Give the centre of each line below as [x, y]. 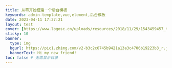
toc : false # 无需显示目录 [32, 58]
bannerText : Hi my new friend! [43, 53]
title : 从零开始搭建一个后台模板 [36, 10]
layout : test [19, 24]
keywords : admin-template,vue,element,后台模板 [56, 15]
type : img [20, 43]
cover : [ [15, 29]
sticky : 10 [17, 34]
